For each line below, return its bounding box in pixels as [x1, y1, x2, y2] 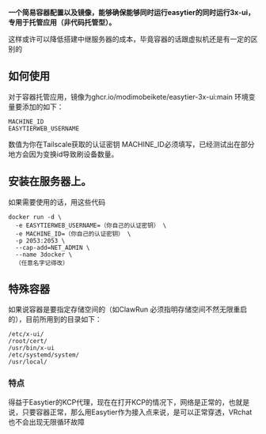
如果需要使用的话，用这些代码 [8, 197, 105, 206]
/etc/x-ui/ [8, 330, 44, 338]
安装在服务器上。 [8, 175, 92, 188]
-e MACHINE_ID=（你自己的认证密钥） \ [15, 229, 131, 238]
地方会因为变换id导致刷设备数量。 [8, 149, 119, 159]
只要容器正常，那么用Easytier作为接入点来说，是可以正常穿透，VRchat [21, 407, 253, 417]
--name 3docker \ [15, 251, 73, 259]
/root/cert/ [8, 338, 47, 345]
